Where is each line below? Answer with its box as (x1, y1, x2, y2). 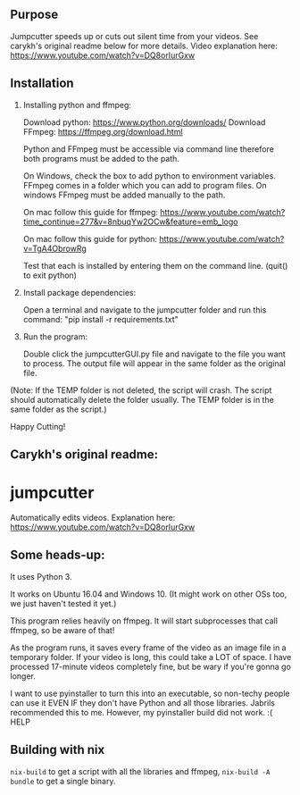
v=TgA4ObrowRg (22, 243, 87, 254)
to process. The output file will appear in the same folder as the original (22, 357, 287, 369)
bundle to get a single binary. (10, 775, 116, 786)
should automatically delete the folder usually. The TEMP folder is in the (10, 394, 275, 405)
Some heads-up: (10, 548, 105, 563)
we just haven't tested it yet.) (10, 598, 117, 608)
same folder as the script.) (10, 404, 107, 414)
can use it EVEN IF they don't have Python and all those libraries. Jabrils (10, 697, 276, 708)
